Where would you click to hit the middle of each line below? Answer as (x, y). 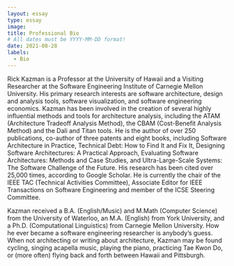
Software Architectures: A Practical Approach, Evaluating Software (103, 152)
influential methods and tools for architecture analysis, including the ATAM (114, 116)
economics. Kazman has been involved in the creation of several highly (109, 108)
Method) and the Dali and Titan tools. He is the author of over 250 (102, 130)
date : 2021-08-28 (32, 46)
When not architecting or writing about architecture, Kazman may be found (115, 240)
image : (17, 26)
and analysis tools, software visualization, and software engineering (104, 101)
